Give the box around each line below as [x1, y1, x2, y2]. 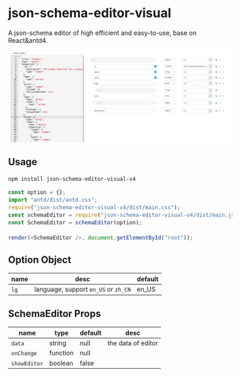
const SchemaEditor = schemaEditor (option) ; [8, 219, 142, 226]
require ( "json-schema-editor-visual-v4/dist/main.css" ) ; [8, 204, 181, 211]
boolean [49, 358, 73, 367]
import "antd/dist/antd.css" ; [8, 197, 98, 204]
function [49, 349, 74, 357]
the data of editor [107, 339, 159, 348]
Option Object [8, 254, 72, 266]
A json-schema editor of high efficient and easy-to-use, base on [8, 28, 197, 37]
